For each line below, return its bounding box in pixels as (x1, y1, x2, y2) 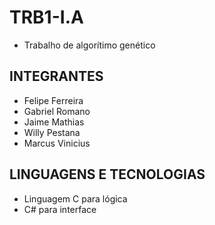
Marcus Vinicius (23, 137, 91, 149)
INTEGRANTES (9, 68, 104, 85)
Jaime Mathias (23, 116, 85, 128)
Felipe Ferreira (23, 94, 84, 106)
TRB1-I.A (9, 6, 84, 29)
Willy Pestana (23, 126, 81, 138)
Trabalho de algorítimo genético (23, 39, 156, 51)
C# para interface (23, 203, 97, 215)
